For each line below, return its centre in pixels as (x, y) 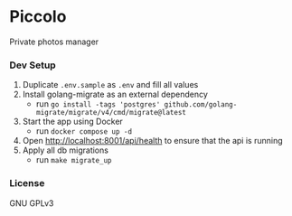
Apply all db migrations (65, 150)
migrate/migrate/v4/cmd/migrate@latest (111, 113)
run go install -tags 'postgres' (98, 104)
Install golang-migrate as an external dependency (115, 94)
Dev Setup (33, 65)
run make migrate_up (74, 160)
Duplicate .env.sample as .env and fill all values (110, 85)
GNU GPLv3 (32, 203)
